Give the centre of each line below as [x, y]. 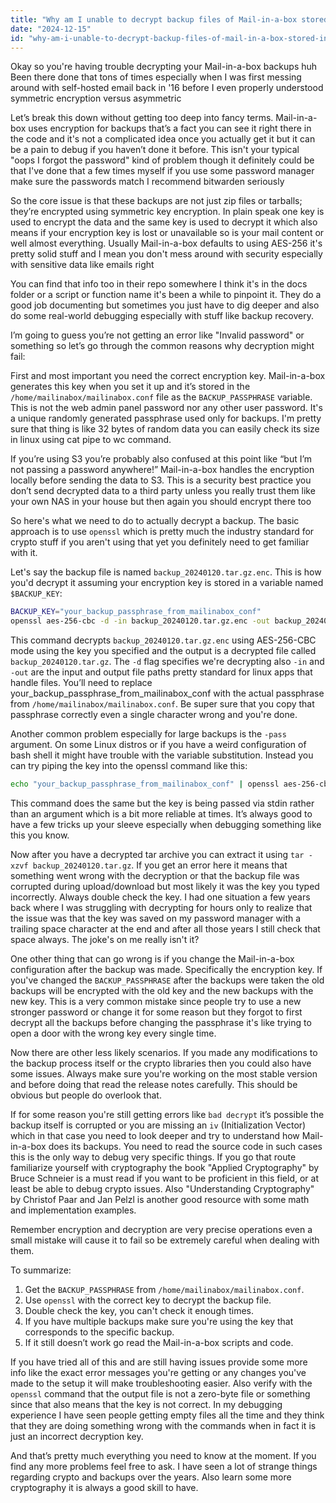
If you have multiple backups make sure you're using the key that [159, 1321]
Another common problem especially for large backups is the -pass [148, 734]
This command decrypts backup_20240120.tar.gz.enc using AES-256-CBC [163, 640]
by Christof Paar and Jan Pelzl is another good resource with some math [160, 1199]
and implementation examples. [73, 1210]
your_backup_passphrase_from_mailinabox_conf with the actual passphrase [167, 693]
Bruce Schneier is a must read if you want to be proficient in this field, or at [165, 1178]
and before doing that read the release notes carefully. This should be [154, 1084]
